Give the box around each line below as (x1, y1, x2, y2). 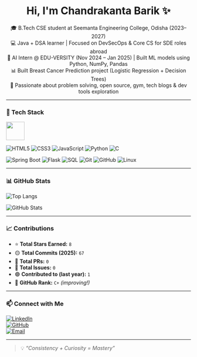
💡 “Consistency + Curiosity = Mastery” (20, 345, 116, 352)
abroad (90, 48, 107, 55)
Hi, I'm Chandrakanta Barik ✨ (26, 4, 171, 18)
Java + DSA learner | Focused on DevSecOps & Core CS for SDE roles (17, 39, 186, 46)
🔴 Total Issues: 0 (14, 263, 56, 271)
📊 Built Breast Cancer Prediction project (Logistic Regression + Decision (11, 66, 186, 74)
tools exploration (78, 88, 119, 95)
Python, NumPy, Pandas (69, 60, 128, 67)
